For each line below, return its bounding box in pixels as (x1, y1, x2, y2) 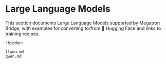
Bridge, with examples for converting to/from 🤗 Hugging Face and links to (5, 25, 161, 31)
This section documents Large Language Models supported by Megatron (5, 20, 160, 26)
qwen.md (5, 54, 22, 59)
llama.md (5, 49, 24, 54)
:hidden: (5, 40, 24, 46)
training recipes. (5, 30, 40, 37)
